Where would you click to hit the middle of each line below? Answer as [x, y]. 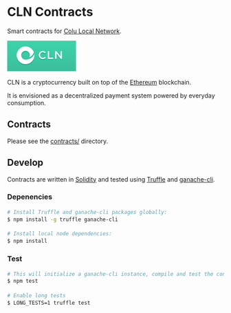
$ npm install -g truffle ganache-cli [63, 219]
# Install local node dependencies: [59, 234]
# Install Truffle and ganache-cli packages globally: [87, 212]
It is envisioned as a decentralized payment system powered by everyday [111, 95]
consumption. [26, 102]
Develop [25, 163]
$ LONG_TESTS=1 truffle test [49, 303]
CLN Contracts [50, 12]
